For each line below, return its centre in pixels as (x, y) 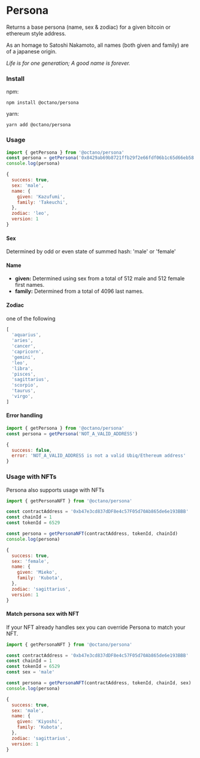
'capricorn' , (28, 352)
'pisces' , (24, 374)
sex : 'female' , (31, 561)
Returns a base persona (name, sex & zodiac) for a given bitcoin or (88, 27)
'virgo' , (22, 397)
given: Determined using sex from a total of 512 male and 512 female (100, 278)
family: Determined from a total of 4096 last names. (79, 291)
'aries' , (22, 341)
